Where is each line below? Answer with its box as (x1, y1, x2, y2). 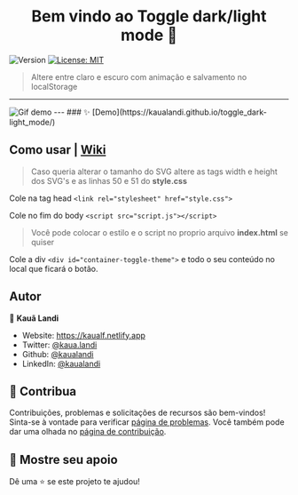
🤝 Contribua (9, 384, 77, 399)
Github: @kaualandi (21, 348, 95, 359)
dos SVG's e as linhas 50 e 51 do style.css (30, 175, 188, 186)
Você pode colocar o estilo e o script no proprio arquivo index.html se (30, 227, 289, 237)
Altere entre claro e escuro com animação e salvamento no (30, 71, 247, 82)
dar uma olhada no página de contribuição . (9, 427, 167, 437)
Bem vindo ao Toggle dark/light (30, 6, 268, 27)
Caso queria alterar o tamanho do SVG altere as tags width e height (30, 166, 278, 177)
